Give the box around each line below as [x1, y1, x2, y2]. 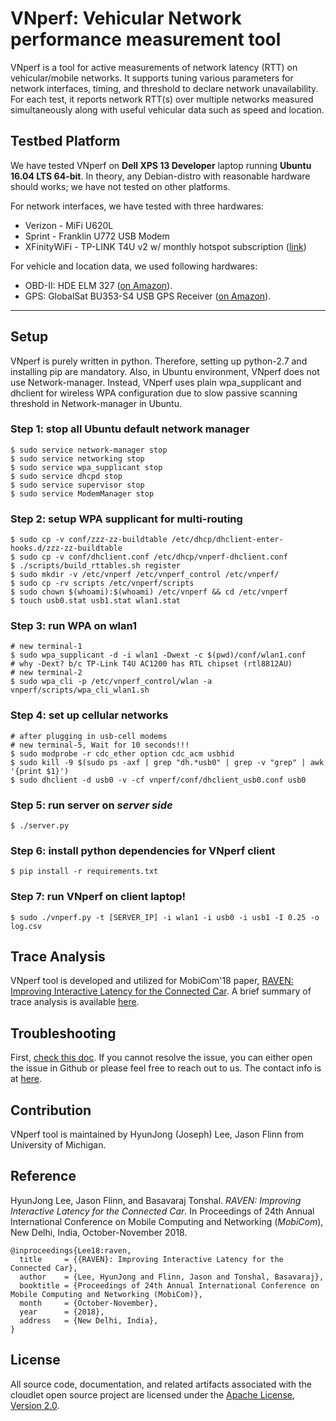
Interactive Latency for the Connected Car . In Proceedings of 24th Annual [10, 1205, 315, 1217]
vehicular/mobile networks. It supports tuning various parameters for [10, 72, 294, 84]
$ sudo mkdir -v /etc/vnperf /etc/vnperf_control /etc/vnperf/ [10, 570, 280, 580]
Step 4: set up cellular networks [10, 708, 169, 722]
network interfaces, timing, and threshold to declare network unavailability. [10, 82, 319, 94]
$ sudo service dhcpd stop [10, 471, 123, 481]
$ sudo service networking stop [10, 453, 145, 464]
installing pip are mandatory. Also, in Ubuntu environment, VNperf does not [10, 365, 320, 377]
